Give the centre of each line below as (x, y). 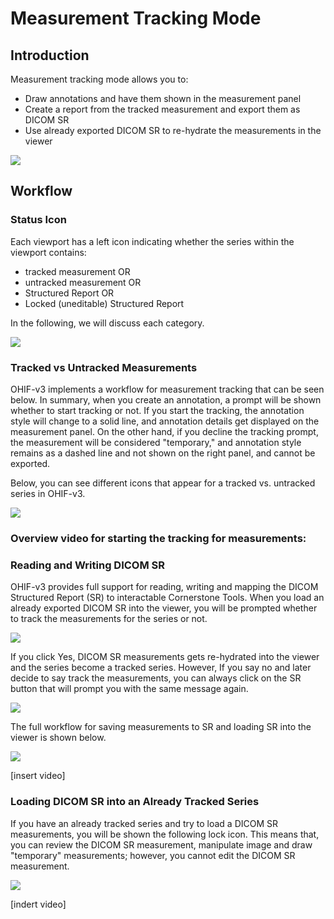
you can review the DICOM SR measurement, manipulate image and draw (161, 844)
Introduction (50, 55)
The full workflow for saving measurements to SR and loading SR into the (161, 727)
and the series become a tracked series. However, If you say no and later (161, 668)
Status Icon (38, 220)
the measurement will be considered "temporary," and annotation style (156, 442)
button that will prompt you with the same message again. (129, 689)
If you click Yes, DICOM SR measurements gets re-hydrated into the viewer (165, 657)
